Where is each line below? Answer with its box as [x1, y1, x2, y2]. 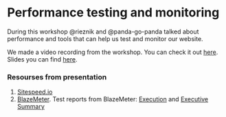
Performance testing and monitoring [7, 5, 220, 21]
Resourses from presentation [7, 72, 107, 81]
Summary [16, 103, 45, 111]
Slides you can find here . [7, 55, 78, 63]
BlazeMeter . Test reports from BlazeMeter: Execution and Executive [16, 95, 209, 103]
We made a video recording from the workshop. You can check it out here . [7, 48, 218, 56]
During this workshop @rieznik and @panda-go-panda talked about [7, 27, 199, 36]
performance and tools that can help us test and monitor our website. [7, 34, 204, 42]
